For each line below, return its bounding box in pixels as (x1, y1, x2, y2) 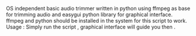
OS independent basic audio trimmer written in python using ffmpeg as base (6, 5, 191, 12)
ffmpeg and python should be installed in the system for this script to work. (6, 17, 187, 24)
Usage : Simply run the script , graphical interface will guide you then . (6, 23, 176, 30)
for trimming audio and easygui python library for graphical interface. (6, 11, 173, 18)
